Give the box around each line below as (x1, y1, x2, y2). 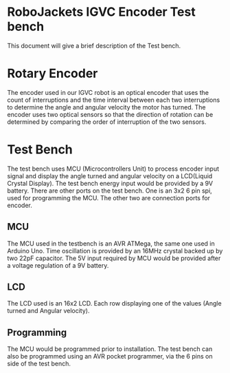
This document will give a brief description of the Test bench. (7, 41, 181, 50)
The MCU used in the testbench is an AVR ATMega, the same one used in (7, 239, 215, 248)
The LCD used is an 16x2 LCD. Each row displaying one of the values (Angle (7, 299, 222, 308)
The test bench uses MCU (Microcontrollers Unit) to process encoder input (7, 164, 220, 173)
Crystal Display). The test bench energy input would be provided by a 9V (7, 179, 214, 187)
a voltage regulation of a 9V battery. (7, 261, 109, 269)
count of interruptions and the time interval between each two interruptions (7, 96, 220, 104)
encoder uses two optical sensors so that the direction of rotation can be (7, 110, 214, 118)
